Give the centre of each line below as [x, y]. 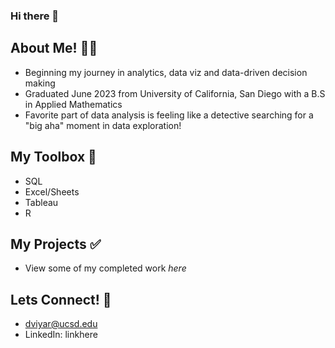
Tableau [41, 202]
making [40, 83]
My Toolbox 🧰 [53, 157]
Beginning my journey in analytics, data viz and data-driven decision [166, 72]
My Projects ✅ [56, 244]
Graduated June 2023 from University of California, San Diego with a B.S [175, 93]
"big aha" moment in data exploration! [103, 125]
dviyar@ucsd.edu [61, 324]
